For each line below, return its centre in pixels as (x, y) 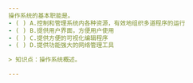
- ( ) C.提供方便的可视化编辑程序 (58, 38)
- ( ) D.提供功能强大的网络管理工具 (61, 45)
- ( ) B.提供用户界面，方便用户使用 (61, 30)
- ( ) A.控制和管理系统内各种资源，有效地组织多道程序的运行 (97, 23)
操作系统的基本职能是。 (41, 16)
